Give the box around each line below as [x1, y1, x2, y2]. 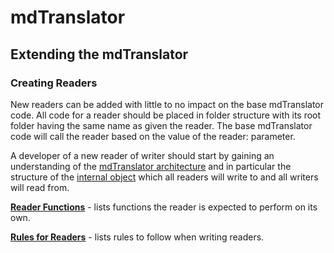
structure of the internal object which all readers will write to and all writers [10, 171, 319, 183]
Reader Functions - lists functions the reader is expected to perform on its [10, 201, 318, 213]
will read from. [10, 181, 70, 193]
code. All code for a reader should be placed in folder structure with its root [10, 109, 322, 121]
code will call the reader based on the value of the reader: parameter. [10, 130, 296, 142]
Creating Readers [10, 76, 98, 90]
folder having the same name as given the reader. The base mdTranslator [10, 119, 313, 131]
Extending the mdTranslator [10, 46, 189, 63]
